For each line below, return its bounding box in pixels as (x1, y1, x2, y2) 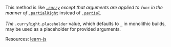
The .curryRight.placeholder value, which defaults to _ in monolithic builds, (5, 20, 166, 27)
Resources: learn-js (5, 36, 47, 42)
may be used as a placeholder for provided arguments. (5, 26, 121, 32)
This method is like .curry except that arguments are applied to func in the (5, 5, 163, 10)
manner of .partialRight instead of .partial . (5, 10, 102, 16)
